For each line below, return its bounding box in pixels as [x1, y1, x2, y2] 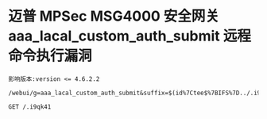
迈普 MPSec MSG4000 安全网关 [8, 7, 220, 25]
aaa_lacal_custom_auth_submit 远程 [8, 27, 252, 45]
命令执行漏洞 [8, 47, 93, 65]
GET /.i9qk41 [8, 102, 52, 111]
